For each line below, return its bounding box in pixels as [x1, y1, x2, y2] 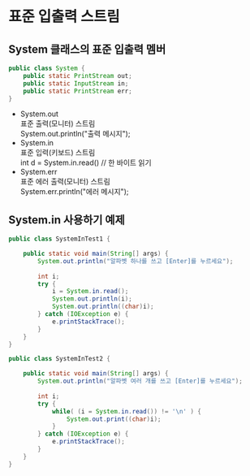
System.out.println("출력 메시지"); [19, 129, 131, 139]
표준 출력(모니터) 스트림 [19, 119, 96, 128]
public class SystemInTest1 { [8, 235, 111, 244]
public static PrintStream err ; [23, 87, 132, 95]
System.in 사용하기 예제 [8, 213, 125, 227]
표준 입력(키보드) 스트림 [19, 148, 96, 158]
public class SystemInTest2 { [8, 355, 111, 363]
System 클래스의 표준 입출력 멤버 [8, 42, 166, 56]
